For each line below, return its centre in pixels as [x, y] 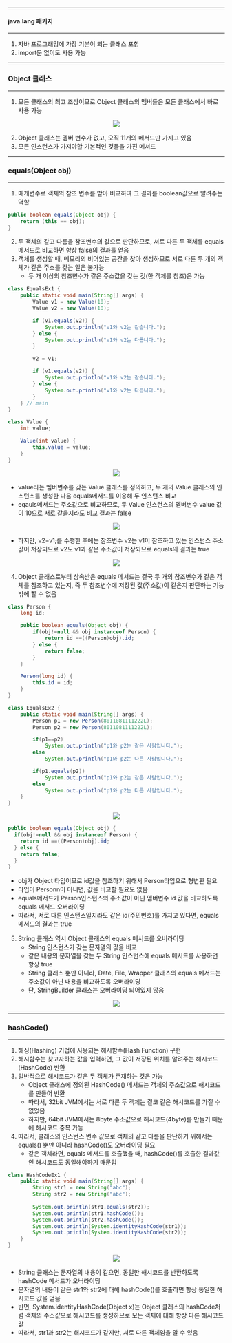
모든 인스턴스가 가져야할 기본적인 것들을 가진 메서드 [87, 146]
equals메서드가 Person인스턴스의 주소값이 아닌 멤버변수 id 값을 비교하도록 [118, 898]
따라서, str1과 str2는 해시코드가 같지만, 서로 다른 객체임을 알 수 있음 [108, 1333]
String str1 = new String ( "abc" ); [82, 1188]
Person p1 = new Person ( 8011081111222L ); [93, 721]
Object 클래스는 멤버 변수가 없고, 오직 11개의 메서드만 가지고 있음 [105, 138]
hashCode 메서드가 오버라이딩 [59, 1281]
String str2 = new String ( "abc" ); [82, 1194]
